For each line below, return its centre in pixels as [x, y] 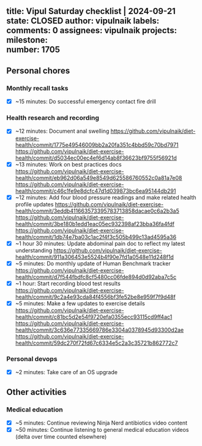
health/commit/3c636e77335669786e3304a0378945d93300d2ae [99, 330]
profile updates [34, 204]
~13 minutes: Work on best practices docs [68, 164]
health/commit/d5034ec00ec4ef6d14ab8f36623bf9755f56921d [96, 158]
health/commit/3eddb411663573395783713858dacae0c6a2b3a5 [97, 211]
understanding [34, 250]
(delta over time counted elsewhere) [61, 437]
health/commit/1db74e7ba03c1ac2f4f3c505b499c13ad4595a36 [95, 237]
